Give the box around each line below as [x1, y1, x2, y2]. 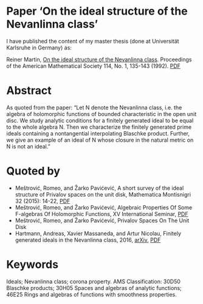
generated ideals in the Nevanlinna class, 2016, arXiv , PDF [15, 236, 161, 244]
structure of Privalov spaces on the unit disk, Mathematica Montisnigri [15, 190, 191, 198]
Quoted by [6, 164, 61, 178]
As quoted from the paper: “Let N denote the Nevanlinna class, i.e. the [6, 104, 182, 111]
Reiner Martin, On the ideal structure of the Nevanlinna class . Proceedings [6, 56, 192, 63]
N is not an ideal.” [6, 142, 50, 150]
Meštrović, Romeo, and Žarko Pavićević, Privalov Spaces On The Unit [15, 217, 190, 224]
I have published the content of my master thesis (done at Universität [6, 37, 179, 45]
